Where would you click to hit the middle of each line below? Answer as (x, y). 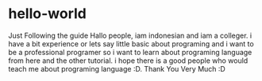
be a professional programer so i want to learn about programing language (130, 52)
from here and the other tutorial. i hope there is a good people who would (128, 61)
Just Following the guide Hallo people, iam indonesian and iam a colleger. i (130, 35)
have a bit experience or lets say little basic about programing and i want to (131, 43)
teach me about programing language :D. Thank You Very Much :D (117, 68)
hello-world (48, 14)
